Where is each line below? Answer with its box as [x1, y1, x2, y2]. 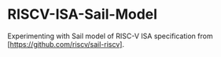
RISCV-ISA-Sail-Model [7, 5, 158, 23]
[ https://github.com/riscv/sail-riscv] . [7, 39, 125, 48]
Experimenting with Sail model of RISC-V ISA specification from [7, 31, 213, 41]
